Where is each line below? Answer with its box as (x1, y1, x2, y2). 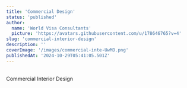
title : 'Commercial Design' (6, 8, 76, 15)
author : (6, 19, 26, 25)
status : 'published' (6, 14, 58, 20)
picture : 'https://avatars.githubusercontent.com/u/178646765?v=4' (11, 31, 182, 37)
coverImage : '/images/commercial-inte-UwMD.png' (6, 47, 129, 53)
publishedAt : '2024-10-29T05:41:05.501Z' (6, 53, 110, 58)
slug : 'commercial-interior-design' (6, 36, 97, 42)
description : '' (6, 42, 46, 48)
